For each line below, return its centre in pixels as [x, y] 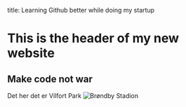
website [31, 53]
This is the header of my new [93, 38]
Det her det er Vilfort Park [45, 96]
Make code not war [50, 79]
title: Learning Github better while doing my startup [81, 10]
